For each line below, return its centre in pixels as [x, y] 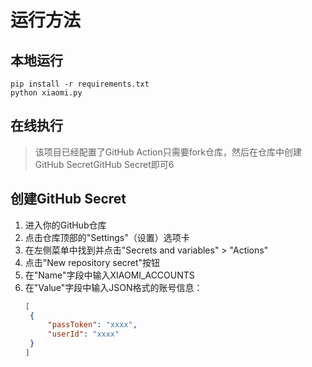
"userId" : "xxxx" [83, 334]
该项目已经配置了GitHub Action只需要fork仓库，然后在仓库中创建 [168, 152]
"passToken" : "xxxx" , [92, 325]
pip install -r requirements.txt [80, 84]
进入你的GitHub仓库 [65, 225]
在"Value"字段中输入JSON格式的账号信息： [113, 287]
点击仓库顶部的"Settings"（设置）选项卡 [107, 237]
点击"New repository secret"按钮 [92, 262]
